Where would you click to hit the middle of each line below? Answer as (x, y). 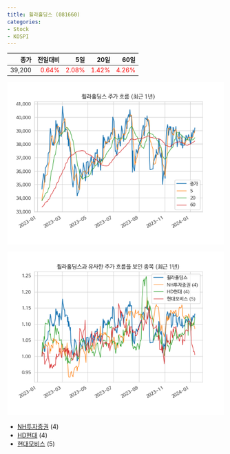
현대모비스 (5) (36, 444)
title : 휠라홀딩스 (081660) (44, 14)
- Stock (18, 29)
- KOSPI (18, 37)
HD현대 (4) (32, 435)
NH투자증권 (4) (38, 426)
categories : (24, 22)
